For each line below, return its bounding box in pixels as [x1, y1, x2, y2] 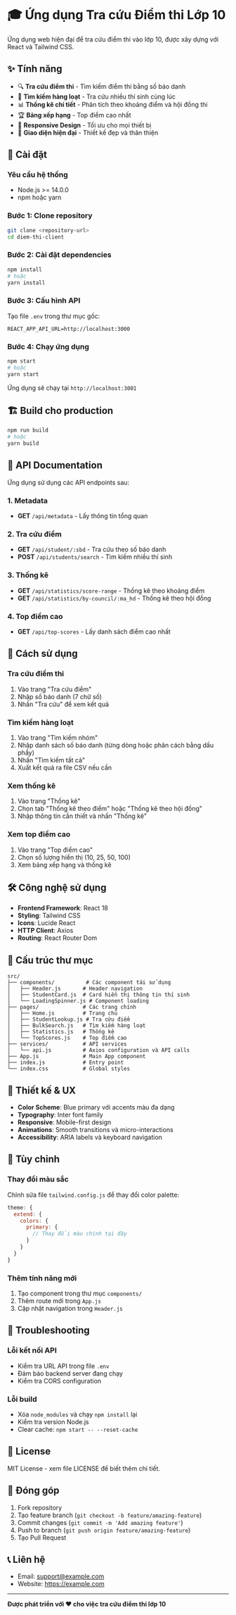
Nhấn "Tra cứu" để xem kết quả [17, 700, 110, 708]
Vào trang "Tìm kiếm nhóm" [17, 734, 98, 742]
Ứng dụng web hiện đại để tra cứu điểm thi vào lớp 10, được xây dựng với [7, 34, 219, 44]
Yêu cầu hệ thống [7, 170, 68, 180]
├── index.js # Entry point [7, 1059, 124, 1067]
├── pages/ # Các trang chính [7, 1004, 137, 1011]
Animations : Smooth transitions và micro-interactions [17, 1126, 173, 1134]
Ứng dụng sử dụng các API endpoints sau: [7, 478, 130, 486]
